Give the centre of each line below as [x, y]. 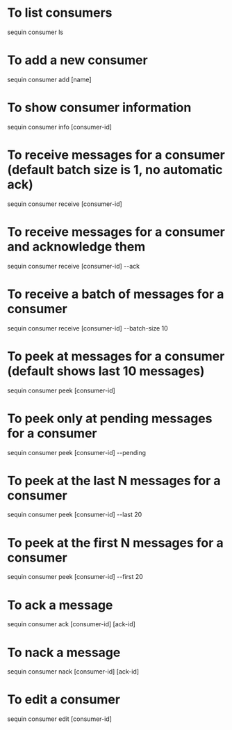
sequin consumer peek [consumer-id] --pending [77, 452]
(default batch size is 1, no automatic [115, 170]
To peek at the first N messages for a [115, 542]
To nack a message [64, 652]
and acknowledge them [76, 247]
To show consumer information [99, 108]
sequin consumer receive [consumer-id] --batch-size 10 [88, 328]
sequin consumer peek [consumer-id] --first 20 [75, 577]
